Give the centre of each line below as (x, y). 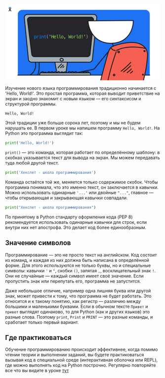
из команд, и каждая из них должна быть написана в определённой (77, 260)
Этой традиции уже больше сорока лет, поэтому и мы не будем (73, 123)
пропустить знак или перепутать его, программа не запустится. (73, 281)
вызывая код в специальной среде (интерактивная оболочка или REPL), (82, 360)
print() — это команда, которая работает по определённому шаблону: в (82, 152)
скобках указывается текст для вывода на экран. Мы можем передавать (82, 158)
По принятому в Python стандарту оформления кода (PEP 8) (69, 217)
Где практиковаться (38, 337)
